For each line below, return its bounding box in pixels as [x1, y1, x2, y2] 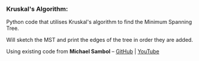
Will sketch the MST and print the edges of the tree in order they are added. [6, 36, 194, 44]
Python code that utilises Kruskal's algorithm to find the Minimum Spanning [6, 19, 192, 26]
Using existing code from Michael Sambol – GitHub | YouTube [6, 48, 160, 55]
